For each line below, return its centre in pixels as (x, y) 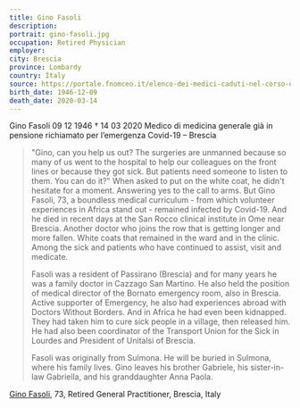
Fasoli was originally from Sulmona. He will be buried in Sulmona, (151, 358)
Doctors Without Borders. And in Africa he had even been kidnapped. (159, 312)
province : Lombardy (46, 68)
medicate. (50, 257)
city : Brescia (36, 59)
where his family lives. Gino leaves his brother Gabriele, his (139, 368)
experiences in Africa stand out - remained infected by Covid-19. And (159, 210)
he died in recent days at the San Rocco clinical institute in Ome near (158, 219)
